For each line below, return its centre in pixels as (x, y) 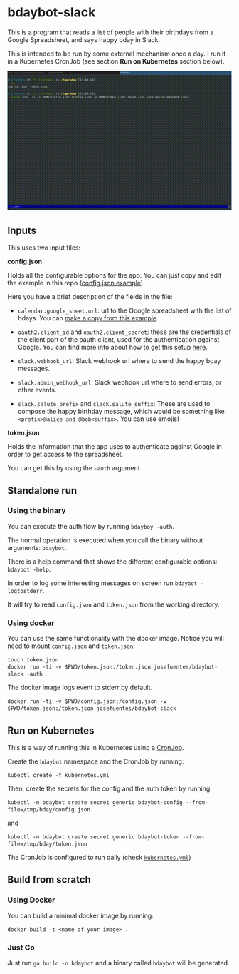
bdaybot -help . (29, 569)
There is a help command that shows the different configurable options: (112, 562)
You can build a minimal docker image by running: (81, 915)
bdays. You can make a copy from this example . (88, 318)
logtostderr (25, 591)
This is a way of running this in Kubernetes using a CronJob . (96, 747)
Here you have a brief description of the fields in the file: (90, 297)
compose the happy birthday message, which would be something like (121, 412)
